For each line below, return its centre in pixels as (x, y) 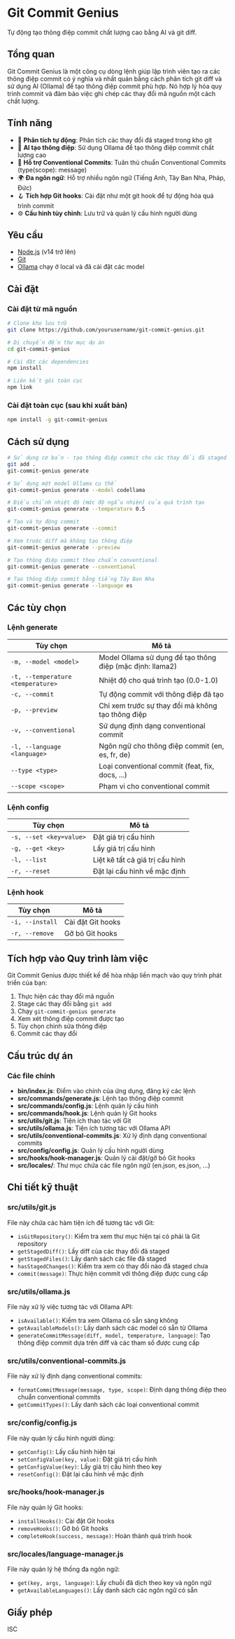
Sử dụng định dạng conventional (152, 725)
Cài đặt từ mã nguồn (42, 308)
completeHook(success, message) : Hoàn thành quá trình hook (105, 1535)
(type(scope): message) (52, 170)
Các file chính (31, 1076)
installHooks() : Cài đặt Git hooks (66, 1521)
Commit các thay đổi (47, 1034)
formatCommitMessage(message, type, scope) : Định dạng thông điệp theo (122, 1390)
